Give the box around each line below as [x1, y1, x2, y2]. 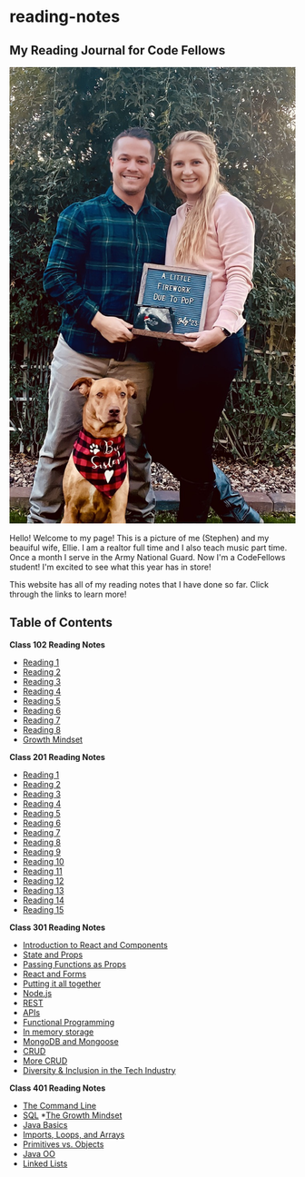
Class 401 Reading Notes [9, 1083, 106, 1093]
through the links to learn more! [9, 588, 127, 599]
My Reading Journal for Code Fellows [9, 43, 226, 58]
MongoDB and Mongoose [22, 1035, 120, 1046]
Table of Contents [9, 615, 113, 630]
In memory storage [22, 1026, 94, 1037]
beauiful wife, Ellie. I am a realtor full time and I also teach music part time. [9, 542, 288, 553]
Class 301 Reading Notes [9, 922, 106, 933]
